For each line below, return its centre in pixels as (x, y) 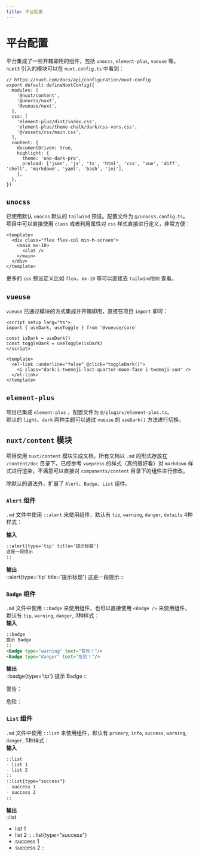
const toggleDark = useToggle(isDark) (54, 344)
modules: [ (25, 90)
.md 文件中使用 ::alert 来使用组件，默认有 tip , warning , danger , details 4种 (99, 514)
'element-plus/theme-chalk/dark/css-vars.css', (77, 127)
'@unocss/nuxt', (37, 100)
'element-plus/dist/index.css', (57, 121)
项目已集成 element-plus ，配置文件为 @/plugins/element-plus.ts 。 (89, 412)
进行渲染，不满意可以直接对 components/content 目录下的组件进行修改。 (99, 471)
